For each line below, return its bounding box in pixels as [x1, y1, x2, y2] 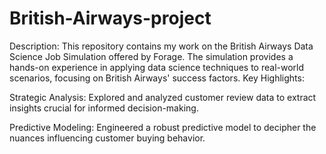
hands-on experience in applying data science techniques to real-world [9, 61, 305, 73]
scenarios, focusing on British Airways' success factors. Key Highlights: [9, 72, 305, 84]
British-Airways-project [9, 7, 212, 30]
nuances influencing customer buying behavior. [9, 132, 206, 144]
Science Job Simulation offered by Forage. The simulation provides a [9, 50, 294, 62]
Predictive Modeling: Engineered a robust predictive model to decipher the [9, 121, 317, 133]
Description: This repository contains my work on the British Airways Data [9, 40, 314, 52]
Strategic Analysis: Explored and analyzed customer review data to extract [9, 91, 317, 103]
